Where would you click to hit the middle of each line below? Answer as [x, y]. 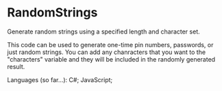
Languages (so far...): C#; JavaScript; [60, 79]
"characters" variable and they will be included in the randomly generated [111, 59]
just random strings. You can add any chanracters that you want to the [107, 52]
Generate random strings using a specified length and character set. [103, 31]
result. [16, 66]
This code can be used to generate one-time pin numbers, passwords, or [110, 44]
